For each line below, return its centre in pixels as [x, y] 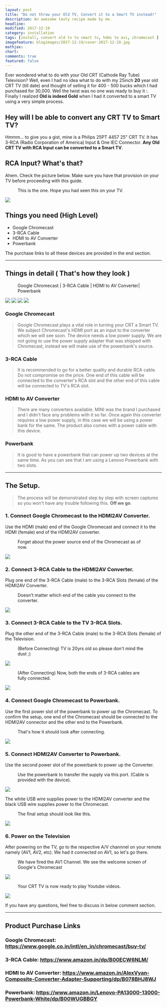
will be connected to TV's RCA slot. [53, 386]
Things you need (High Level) [52, 215]
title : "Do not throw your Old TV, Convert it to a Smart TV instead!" [81, 14]
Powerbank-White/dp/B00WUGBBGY [51, 999]
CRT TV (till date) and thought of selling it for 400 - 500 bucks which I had [81, 86]
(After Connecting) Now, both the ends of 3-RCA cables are [79, 673]
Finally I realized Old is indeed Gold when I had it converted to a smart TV [81, 96]
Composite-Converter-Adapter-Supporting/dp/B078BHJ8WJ [81, 979]
